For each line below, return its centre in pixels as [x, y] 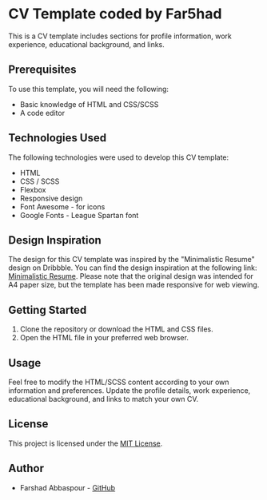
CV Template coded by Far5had [115, 14]
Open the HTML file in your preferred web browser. [104, 338]
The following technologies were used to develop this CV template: [119, 157]
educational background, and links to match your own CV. [104, 399]
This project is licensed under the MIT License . [86, 443]
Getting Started [48, 310]
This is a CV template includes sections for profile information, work [120, 36]
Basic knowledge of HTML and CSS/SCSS [89, 104]
